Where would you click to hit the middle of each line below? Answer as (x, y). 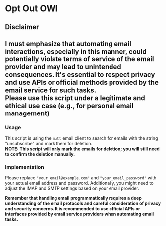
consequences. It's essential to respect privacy (80, 75)
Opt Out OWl (31, 9)
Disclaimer (22, 27)
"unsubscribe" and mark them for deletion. (49, 144)
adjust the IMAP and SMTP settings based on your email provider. (72, 188)
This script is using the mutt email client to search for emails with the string (82, 138)
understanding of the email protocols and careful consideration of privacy (83, 203)
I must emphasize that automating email (68, 43)
